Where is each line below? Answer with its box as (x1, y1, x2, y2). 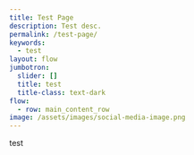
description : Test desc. (9, 22, 102, 30)
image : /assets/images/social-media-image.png (9, 113, 186, 122)
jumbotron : (9, 64, 50, 73)
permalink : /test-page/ (9, 30, 98, 39)
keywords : (9, 38, 46, 47)
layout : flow (9, 55, 58, 64)
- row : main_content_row (17, 105, 110, 114)
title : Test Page (9, 13, 74, 22)
